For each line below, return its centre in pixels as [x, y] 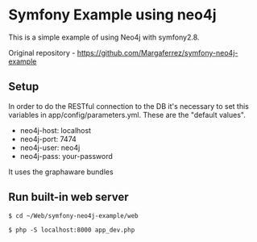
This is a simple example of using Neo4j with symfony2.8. [104, 37]
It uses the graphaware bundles [61, 172]
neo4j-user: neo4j [50, 148]
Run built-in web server [68, 197]
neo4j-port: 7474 [48, 139]
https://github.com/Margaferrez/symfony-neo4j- [158, 52]
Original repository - [42, 52]
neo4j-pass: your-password [66, 156]
